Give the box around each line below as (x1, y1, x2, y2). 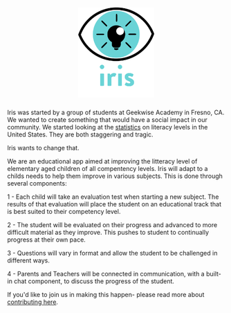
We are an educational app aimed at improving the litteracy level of (7, 157, 198, 166)
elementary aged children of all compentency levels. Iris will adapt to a (7, 165, 208, 173)
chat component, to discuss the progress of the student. (13, 277, 175, 285)
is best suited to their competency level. (7, 208, 121, 216)
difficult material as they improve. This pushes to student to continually (7, 229, 210, 237)
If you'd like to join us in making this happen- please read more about (7, 291, 205, 299)
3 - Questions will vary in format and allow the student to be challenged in (7, 249, 218, 258)
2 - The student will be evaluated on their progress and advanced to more (7, 221, 218, 229)
